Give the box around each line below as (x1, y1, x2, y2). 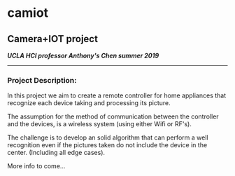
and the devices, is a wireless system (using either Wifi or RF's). (7, 120, 192, 128)
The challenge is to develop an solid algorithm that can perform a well (7, 133, 208, 142)
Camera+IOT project (7, 33, 98, 45)
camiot (7, 5, 49, 21)
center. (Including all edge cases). (7, 149, 106, 157)
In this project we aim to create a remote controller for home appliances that (7, 91, 227, 100)
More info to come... (7, 162, 66, 170)
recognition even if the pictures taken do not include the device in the (7, 141, 208, 149)
